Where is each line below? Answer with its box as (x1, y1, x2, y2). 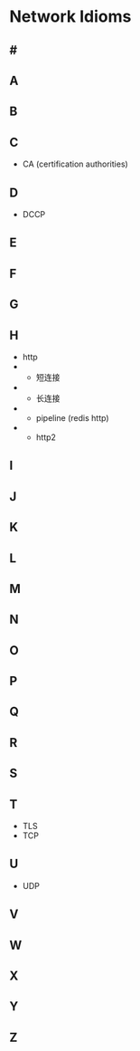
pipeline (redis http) (35, 412, 109, 423)
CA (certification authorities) (22, 158, 128, 169)
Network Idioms (9, 6, 132, 27)
